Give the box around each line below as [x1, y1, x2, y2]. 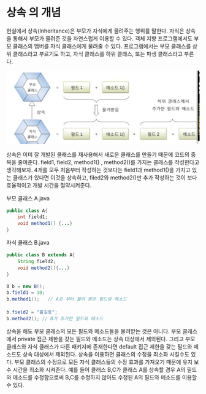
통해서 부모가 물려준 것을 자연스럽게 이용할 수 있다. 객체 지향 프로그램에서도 [12, 34, 193, 42]
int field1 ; [17, 214, 48, 220]
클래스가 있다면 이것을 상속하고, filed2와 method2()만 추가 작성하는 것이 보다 [12, 173, 197, 181]
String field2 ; [17, 258, 56, 264]
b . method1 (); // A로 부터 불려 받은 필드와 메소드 [6, 296, 128, 302]
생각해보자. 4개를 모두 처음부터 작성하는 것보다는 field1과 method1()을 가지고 [6, 166, 191, 173]
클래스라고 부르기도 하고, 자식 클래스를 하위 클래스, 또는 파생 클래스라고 [12, 50, 183, 57]
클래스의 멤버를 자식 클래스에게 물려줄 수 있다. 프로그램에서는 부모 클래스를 [12, 42, 191, 50]
